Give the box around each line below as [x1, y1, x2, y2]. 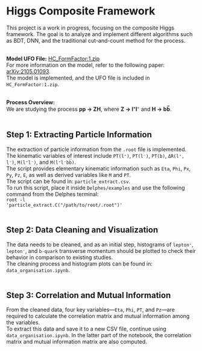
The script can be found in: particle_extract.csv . [6, 178, 131, 185]
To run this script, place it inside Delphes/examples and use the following [6, 184, 185, 191]
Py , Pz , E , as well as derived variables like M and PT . [6, 171, 131, 178]
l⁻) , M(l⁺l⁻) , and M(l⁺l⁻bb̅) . [6, 158, 77, 166]
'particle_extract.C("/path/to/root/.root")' [6, 202, 122, 208]
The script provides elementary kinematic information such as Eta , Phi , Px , [6, 164, 191, 172]
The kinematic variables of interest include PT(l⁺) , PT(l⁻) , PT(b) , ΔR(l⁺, [6, 152, 185, 159]
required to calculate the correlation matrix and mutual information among [6, 312, 190, 320]
